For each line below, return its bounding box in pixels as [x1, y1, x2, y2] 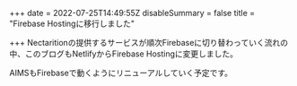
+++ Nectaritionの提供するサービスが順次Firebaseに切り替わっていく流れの [9, 38, 289, 47]
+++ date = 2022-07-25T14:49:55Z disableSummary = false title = [9, 8, 256, 18]
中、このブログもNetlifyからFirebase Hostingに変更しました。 [9, 48, 239, 59]
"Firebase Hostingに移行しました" [9, 18, 135, 29]
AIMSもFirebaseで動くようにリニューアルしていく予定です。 [9, 67, 233, 78]
